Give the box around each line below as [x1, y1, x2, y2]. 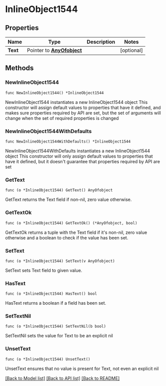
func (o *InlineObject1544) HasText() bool [5, 291, 97, 297]
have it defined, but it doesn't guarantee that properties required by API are [5, 158, 160, 164]
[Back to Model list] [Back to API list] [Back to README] [5, 375, 120, 381]
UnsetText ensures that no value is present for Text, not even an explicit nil [5, 365, 159, 371]
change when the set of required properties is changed [5, 115, 119, 121]
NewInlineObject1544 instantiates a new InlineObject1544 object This [5, 99, 148, 105]
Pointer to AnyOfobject [26, 47, 82, 54]
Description [86, 39, 115, 45]
